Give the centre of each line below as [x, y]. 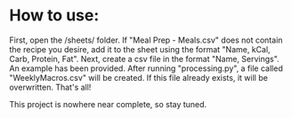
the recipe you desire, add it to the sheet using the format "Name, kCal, [140, 49]
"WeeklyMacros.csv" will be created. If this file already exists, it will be [139, 77]
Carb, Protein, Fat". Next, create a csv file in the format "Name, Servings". [144, 59]
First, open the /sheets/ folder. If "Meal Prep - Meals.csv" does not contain [146, 40]
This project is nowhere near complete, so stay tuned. [108, 104]
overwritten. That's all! [50, 87]
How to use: [54, 16]
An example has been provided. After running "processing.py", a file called [146, 68]
